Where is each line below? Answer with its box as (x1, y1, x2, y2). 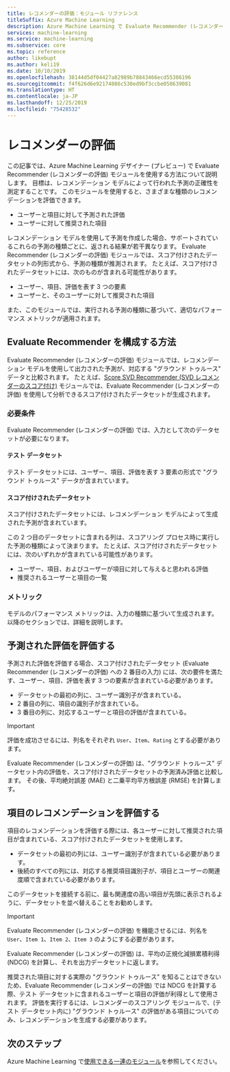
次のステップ (7, 1038, 62, 1049)
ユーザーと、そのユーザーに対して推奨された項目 (16, 291, 155, 299)
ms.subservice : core (7, 42, 66, 49)
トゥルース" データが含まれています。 (26, 476, 132, 485)
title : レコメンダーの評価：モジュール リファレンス (7, 10, 138, 17)
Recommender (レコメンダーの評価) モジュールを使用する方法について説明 (7, 170, 218, 178)
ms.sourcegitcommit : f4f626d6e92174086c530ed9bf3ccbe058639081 (7, 80, 192, 87)
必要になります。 (25, 434, 73, 443)
